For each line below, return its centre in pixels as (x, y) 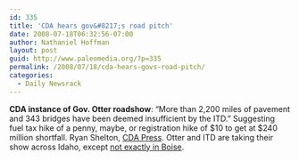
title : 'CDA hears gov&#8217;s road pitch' (91, 26)
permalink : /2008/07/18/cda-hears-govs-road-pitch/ (107, 68)
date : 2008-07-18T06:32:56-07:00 (71, 34)
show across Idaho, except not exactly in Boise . (97, 147)
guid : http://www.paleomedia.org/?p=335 (86, 59)
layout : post (33, 51)
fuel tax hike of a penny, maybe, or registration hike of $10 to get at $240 (144, 128)
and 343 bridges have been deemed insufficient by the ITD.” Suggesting (142, 118)
